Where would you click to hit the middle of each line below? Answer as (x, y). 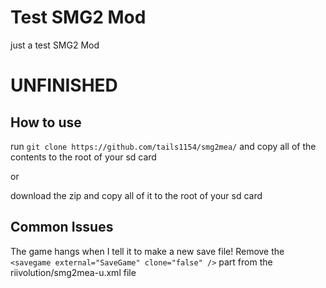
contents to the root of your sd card (83, 157)
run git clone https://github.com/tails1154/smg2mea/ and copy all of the (163, 146)
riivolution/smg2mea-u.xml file (73, 272)
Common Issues (62, 227)
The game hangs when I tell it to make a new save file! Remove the (147, 251)
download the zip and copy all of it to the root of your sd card (136, 195)
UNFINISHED (64, 85)
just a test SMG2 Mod (55, 45)
